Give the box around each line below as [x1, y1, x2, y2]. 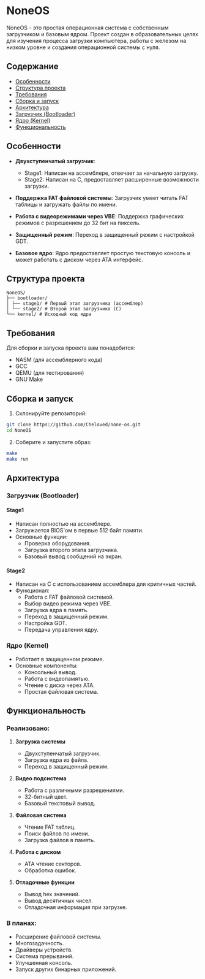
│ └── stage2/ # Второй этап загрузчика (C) [6, 306, 122, 312]
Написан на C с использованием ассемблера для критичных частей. [15, 580, 197, 588]
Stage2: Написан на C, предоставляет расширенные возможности [24, 175, 199, 183]
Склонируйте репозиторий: [15, 410, 87, 417]
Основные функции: [15, 533, 68, 540]
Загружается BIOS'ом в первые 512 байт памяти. [15, 527, 144, 534]
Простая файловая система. [24, 688, 99, 695]
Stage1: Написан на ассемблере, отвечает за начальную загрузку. [24, 169, 198, 177]
